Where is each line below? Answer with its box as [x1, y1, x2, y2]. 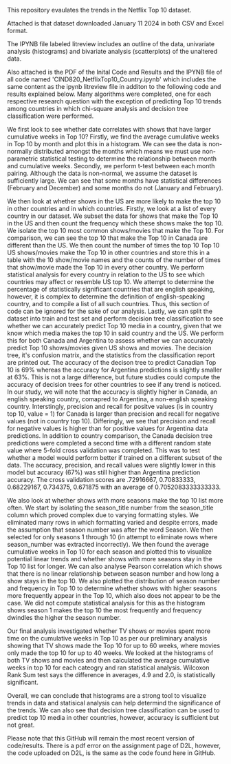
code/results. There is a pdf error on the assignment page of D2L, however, [7, 741, 221, 750]
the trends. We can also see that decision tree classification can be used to [7, 706, 220, 714]
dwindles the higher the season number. [7, 614, 122, 621]
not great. [7, 721, 35, 729]
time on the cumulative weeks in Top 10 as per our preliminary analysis [7, 634, 208, 642]
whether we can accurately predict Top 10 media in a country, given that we [7, 322, 222, 330]
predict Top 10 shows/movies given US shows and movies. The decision [7, 344, 212, 352]
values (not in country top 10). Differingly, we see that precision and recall [7, 417, 217, 425]
